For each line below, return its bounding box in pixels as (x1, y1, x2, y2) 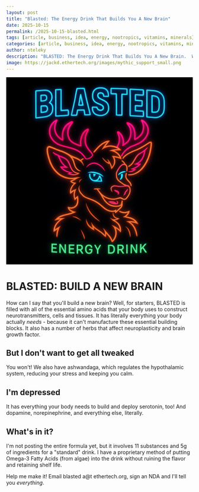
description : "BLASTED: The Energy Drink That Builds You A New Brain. (6, 53, 187, 59)
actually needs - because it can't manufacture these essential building (6, 318, 178, 325)
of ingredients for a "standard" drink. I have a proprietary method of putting (6, 449, 191, 456)
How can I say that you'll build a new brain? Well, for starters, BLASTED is (6, 299, 186, 306)
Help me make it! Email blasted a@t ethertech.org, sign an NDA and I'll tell (6, 473, 187, 480)
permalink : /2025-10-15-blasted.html (6, 29, 99, 34)
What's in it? (6, 427, 54, 437)
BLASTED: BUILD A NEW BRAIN (6, 279, 163, 293)
